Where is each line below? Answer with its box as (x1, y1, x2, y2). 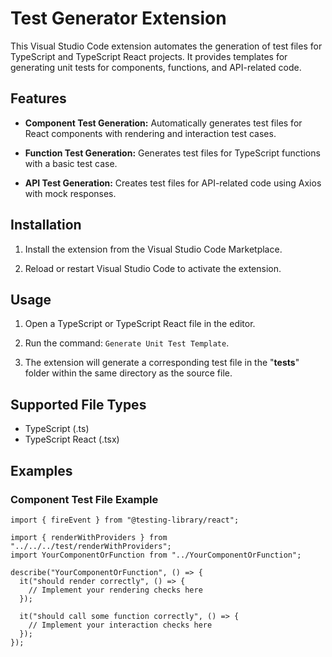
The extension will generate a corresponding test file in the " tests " (24, 357, 300, 369)
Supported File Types (10, 396, 147, 413)
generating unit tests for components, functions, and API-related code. (10, 61, 302, 73)
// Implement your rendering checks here (28, 585, 203, 595)
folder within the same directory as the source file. (24, 367, 233, 379)
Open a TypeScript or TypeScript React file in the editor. (24, 318, 256, 330)
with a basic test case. (24, 157, 118, 169)
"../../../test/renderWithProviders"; (10, 541, 172, 551)
